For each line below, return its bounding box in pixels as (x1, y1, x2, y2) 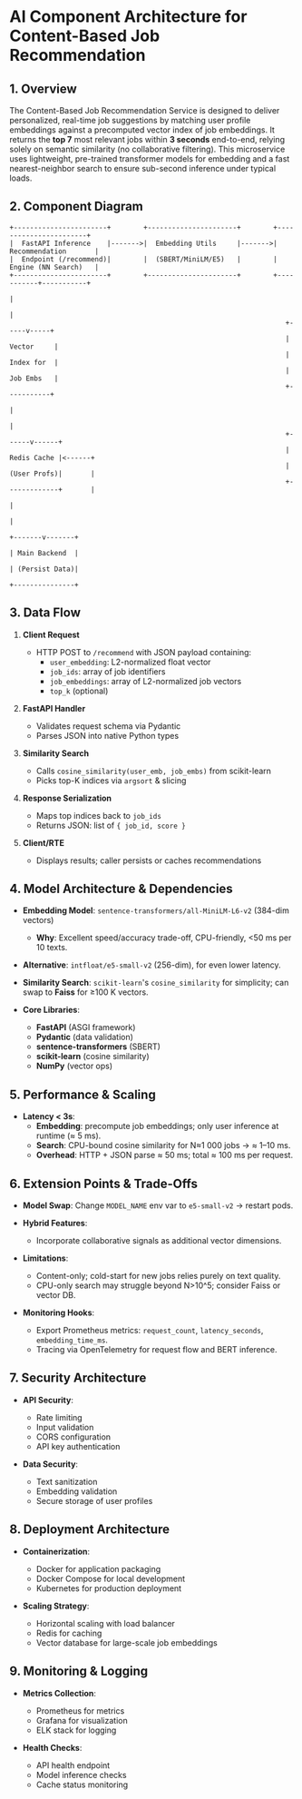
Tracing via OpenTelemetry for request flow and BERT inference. (35, 1344, 278, 1355)
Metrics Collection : (22, 1687, 97, 1698)
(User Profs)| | (9, 469, 95, 478)
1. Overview (9, 81, 77, 96)
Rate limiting (35, 1411, 83, 1422)
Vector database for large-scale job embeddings (35, 1637, 218, 1648)
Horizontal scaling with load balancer (35, 1617, 175, 1628)
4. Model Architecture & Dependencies (9, 881, 233, 897)
